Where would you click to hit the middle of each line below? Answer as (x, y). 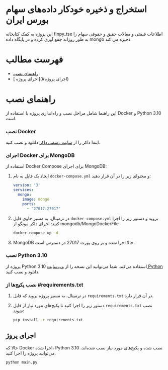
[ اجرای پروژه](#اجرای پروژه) (41, 78)
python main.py (22, 362)
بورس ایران (27, 20)
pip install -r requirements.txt (48, 320)
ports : (29, 204)
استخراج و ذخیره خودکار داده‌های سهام (76, 9)
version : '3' (27, 185)
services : (23, 190)
